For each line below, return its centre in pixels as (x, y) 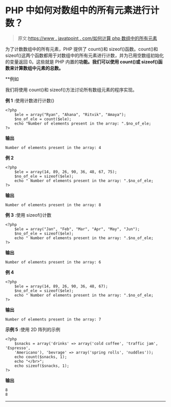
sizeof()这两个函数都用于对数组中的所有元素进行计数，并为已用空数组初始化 (85, 55)
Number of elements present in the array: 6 (53, 262)
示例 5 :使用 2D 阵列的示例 (33, 329)
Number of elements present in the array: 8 (53, 205)
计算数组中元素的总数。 (39, 68)
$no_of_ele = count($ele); (43, 119)
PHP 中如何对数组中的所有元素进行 (78, 10)
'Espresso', (18, 348)
